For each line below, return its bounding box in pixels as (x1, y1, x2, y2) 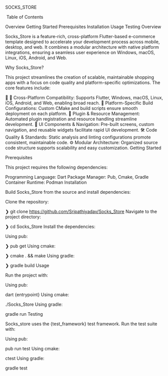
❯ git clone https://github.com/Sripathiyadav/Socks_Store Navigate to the (5, 208, 157, 214)
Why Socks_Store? (5, 65, 44, 70)
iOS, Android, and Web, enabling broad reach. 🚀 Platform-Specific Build (5, 100, 153, 106)
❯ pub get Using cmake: (5, 243, 56, 249)
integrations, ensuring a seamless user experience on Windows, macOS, (5, 50, 155, 55)
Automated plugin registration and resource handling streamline (5, 116, 137, 122)
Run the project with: (5, 272, 49, 278)
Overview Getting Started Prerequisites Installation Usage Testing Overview (5, 24, 161, 30)
